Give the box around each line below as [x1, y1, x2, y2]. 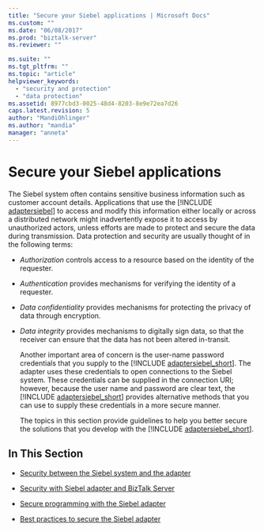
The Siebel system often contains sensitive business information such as [8, 189, 245, 199]
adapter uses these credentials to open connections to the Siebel [19, 366, 232, 376]
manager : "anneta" [8, 129, 69, 137]
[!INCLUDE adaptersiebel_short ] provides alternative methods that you [19, 392, 250, 401]
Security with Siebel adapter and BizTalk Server [19, 484, 175, 493]
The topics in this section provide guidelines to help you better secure [19, 415, 247, 425]
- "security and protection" [15, 85, 111, 93]
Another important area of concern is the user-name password [19, 350, 224, 359]
